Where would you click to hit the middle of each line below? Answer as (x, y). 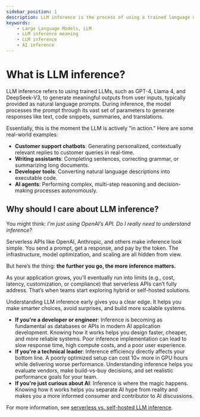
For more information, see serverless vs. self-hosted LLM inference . (90, 407)
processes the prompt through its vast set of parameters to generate (90, 110)
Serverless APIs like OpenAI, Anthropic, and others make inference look (94, 241)
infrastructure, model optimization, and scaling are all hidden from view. (94, 254)
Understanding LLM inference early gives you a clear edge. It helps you (94, 302)
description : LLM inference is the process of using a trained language (98, 17)
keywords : (18, 23)
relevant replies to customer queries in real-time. (75, 152)
